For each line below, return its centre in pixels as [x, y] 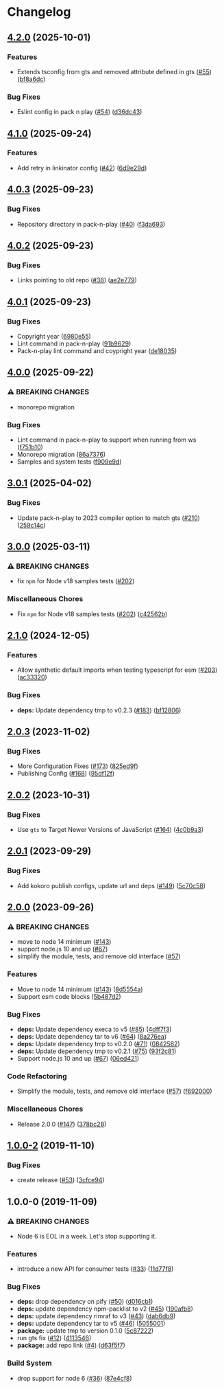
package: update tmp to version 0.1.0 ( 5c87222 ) [85, 1331]
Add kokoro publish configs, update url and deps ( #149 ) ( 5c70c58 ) [111, 885]
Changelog [39, 12]
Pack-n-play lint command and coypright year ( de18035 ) [97, 350]
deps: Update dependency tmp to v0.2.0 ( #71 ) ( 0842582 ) [98, 1043]
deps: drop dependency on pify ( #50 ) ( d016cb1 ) [85, 1302]
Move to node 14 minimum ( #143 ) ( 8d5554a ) [80, 989]
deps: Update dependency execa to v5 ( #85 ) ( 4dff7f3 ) [95, 1029]
